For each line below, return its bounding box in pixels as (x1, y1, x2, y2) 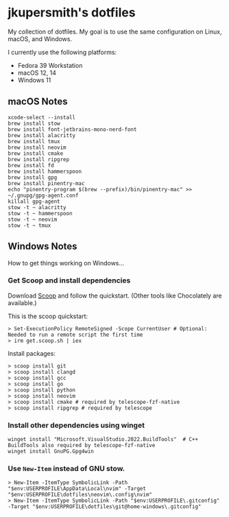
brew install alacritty (8, 132, 76, 139)
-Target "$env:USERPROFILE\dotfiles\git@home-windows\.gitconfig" (8, 503, 202, 510)
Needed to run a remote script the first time (8, 331, 143, 338)
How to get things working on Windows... (8, 258, 125, 267)
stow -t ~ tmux (8, 221, 51, 229)
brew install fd (8, 162, 54, 169)
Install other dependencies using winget (8, 420, 145, 430)
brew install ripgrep (8, 156, 70, 163)
